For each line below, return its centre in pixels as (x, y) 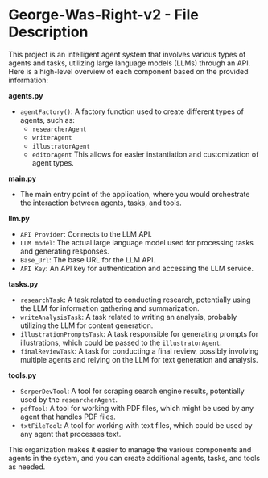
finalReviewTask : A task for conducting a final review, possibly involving (139, 351)
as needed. (27, 467)
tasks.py (23, 283)
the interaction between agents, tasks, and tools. (101, 203)
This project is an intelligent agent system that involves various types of (127, 54)
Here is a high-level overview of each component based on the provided (128, 71)
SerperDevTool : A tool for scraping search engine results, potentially (132, 391)
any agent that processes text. (70, 434)
